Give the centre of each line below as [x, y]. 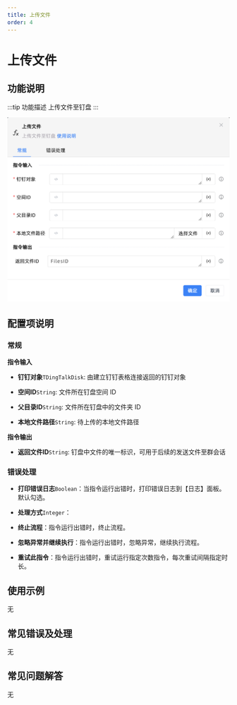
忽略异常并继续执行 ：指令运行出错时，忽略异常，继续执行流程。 [110, 543]
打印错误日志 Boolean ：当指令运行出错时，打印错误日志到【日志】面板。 [121, 489]
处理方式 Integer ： [44, 512]
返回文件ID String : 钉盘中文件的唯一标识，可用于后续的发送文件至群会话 [121, 452]
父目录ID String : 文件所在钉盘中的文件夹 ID [79, 407]
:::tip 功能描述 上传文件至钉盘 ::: [53, 107]
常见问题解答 [35, 676]
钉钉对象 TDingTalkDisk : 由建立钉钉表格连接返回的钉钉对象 [102, 377]
